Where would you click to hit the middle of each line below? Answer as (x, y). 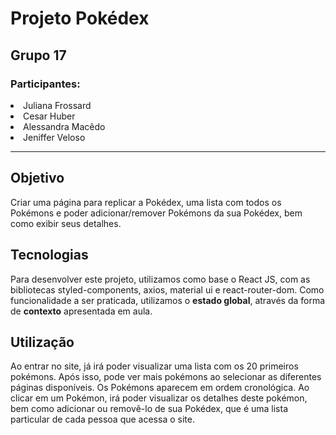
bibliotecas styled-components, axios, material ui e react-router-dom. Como (167, 289)
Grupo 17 (38, 55)
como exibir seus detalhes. (66, 223)
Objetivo (37, 178)
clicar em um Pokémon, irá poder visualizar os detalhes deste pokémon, (159, 398)
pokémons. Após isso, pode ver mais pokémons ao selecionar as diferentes (166, 377)
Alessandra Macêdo (64, 126)
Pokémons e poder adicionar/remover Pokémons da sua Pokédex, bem (156, 213)
